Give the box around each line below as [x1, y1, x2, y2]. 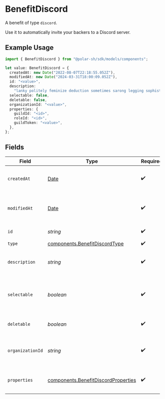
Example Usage [5, 43, 54, 52]
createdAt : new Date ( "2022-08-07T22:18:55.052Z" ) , [9, 70, 115, 75]
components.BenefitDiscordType [47, 240, 124, 247]
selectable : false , [9, 92, 50, 98]
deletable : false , [9, 97, 48, 102]
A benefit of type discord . [5, 20, 57, 26]
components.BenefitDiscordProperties [47, 376, 137, 383]
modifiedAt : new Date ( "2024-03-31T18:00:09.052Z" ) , [9, 75, 118, 80]
